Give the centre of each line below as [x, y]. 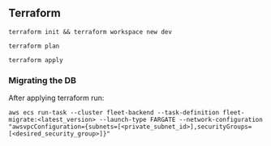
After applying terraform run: [56, 98]
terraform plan [34, 46]
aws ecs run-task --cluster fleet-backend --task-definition [114, 113]
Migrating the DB [43, 80]
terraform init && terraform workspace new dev [90, 31]
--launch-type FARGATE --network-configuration [181, 120]
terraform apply [36, 60]
